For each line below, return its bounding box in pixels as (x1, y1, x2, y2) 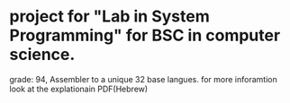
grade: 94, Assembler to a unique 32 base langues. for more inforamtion (9, 73, 277, 84)
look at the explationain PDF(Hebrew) (9, 83, 149, 94)
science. (9, 45, 76, 64)
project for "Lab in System (9, 6, 210, 27)
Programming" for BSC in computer (9, 25, 281, 46)
